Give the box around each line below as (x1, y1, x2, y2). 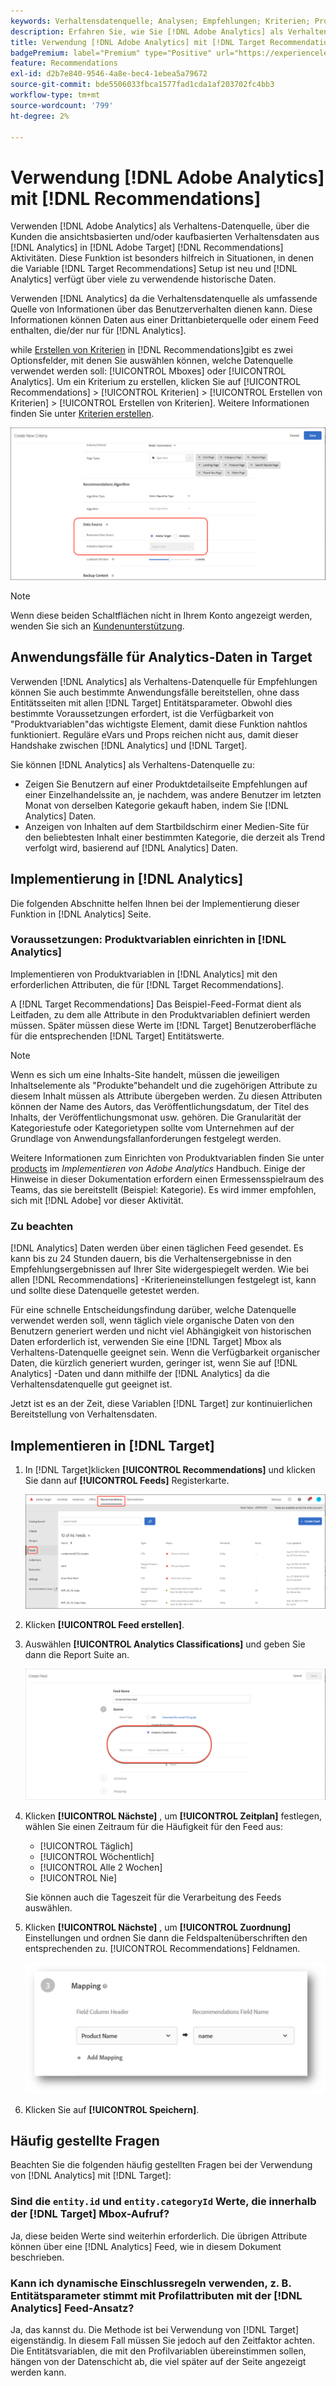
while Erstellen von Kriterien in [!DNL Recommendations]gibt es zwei (10, 344, 293, 356)
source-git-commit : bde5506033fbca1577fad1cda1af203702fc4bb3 (10, 80, 275, 90)
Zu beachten (10, 1219, 74, 1233)
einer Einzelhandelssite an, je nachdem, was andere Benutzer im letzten (24, 788, 322, 800)
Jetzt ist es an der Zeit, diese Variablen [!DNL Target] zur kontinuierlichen (10, 1398, 313, 1410)
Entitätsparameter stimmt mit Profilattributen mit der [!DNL (10, 2288, 303, 2302)
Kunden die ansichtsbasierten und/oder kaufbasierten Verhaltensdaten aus (10, 231, 320, 243)
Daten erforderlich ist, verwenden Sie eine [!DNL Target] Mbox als (10, 1336, 282, 1348)
